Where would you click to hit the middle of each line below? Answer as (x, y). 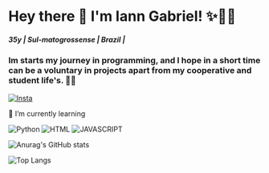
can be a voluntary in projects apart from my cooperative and (130, 70)
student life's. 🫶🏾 (42, 81)
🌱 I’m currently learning (47, 113)
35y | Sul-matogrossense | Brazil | (67, 39)
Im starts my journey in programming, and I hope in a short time (134, 61)
